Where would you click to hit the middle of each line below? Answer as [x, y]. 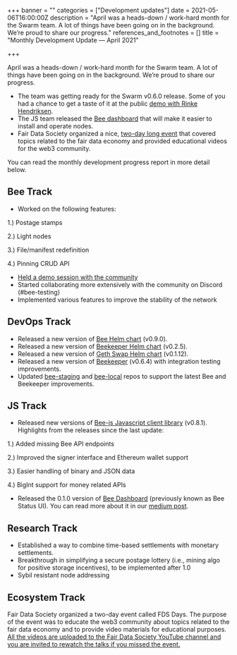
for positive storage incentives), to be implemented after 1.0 [104, 568]
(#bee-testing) [39, 292]
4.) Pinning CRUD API [38, 263]
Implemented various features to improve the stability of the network [117, 300]
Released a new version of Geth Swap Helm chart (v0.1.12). [103, 354]
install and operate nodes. [55, 126]
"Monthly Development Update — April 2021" [73, 40]
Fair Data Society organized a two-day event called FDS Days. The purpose [117, 614]
